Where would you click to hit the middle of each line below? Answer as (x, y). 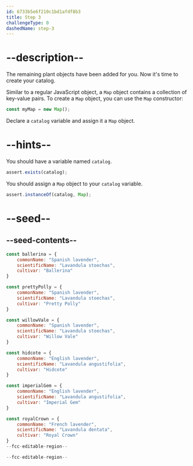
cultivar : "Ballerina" (45, 271)
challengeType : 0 (28, 23)
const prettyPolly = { (34, 287)
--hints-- (29, 145)
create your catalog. (31, 80)
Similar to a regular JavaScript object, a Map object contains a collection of (96, 92)
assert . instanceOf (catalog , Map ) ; (49, 194)
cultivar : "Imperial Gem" (49, 402)
